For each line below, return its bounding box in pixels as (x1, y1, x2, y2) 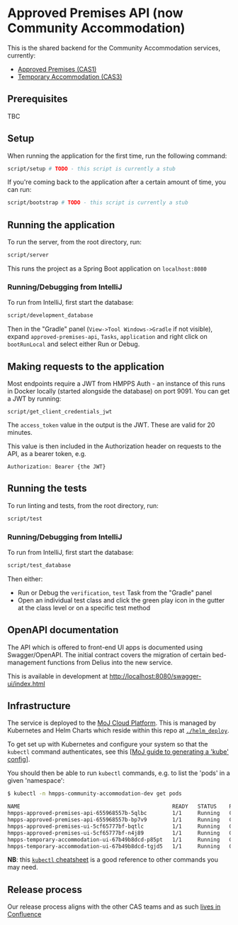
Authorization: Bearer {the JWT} (7, 463, 106, 470)
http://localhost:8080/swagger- (109, 671, 202, 680)
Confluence (7, 910, 42, 919)
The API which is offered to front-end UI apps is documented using (7, 643, 203, 651)
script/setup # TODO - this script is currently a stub (7, 165, 176, 172)
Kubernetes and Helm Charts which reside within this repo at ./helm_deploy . (7, 726, 229, 735)
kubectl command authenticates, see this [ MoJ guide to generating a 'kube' (7, 747, 229, 756)
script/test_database (7, 561, 72, 569)
